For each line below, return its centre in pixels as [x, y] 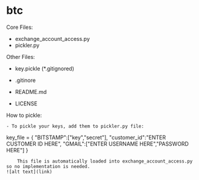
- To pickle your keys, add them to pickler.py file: [75, 126]
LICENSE [26, 104]
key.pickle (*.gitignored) [44, 68]
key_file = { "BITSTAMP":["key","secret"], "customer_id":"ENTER [86, 137]
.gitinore [25, 80]
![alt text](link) [29, 172]
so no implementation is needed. [48, 166]
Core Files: [20, 27]
